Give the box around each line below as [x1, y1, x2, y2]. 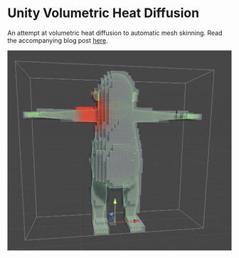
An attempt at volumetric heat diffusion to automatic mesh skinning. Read [7, 29, 223, 37]
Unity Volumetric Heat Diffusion [7, 5, 200, 21]
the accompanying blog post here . [7, 36, 108, 44]
